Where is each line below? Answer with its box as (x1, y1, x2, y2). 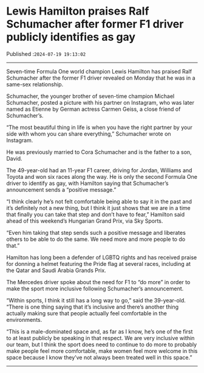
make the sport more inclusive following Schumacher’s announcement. (6, 285, 184, 292)
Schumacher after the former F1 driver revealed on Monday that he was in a (6, 74, 195, 82)
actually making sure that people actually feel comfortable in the (6, 309, 167, 317)
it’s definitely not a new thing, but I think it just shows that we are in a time (6, 204, 191, 211)
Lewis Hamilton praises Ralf (6, 4, 149, 18)
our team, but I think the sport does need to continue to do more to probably (6, 341, 197, 348)
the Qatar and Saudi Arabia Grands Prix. (6, 267, 106, 274)
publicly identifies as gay (6, 30, 135, 44)
